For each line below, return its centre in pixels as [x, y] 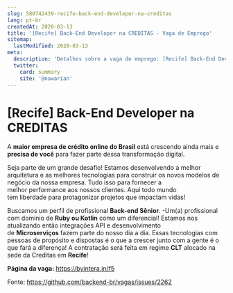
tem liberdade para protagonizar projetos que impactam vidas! [96, 197]
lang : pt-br [24, 20]
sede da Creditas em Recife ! [48, 255]
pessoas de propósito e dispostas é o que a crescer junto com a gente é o [113, 240]
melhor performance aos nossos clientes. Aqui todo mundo [92, 190]
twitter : [26, 65]
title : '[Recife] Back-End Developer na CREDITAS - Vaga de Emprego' [110, 33]
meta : [15, 53]
